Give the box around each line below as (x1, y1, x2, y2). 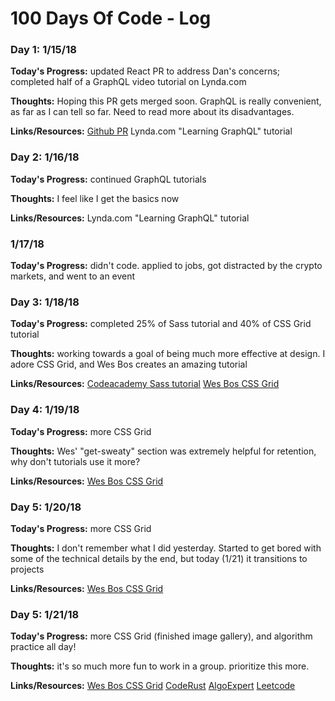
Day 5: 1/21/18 (10, 607, 80, 621)
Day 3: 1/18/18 (10, 295, 80, 309)
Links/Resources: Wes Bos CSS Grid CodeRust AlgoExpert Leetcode (10, 680, 296, 692)
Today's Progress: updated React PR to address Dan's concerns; (10, 65, 281, 77)
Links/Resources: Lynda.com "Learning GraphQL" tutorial (10, 212, 250, 224)
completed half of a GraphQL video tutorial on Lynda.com (10, 76, 247, 88)
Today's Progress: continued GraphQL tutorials (10, 173, 207, 185)
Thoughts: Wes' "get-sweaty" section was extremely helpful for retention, (10, 445, 317, 457)
